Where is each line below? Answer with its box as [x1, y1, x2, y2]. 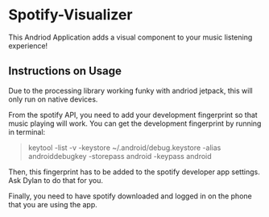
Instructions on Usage [8, 65, 122, 78]
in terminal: [8, 127, 46, 136]
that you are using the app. [8, 199, 98, 209]
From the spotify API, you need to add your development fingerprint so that [8, 110, 258, 119]
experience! [8, 40, 48, 50]
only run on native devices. [8, 94, 98, 104]
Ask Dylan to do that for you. [8, 175, 103, 185]
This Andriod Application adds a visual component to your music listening [8, 32, 253, 42]
